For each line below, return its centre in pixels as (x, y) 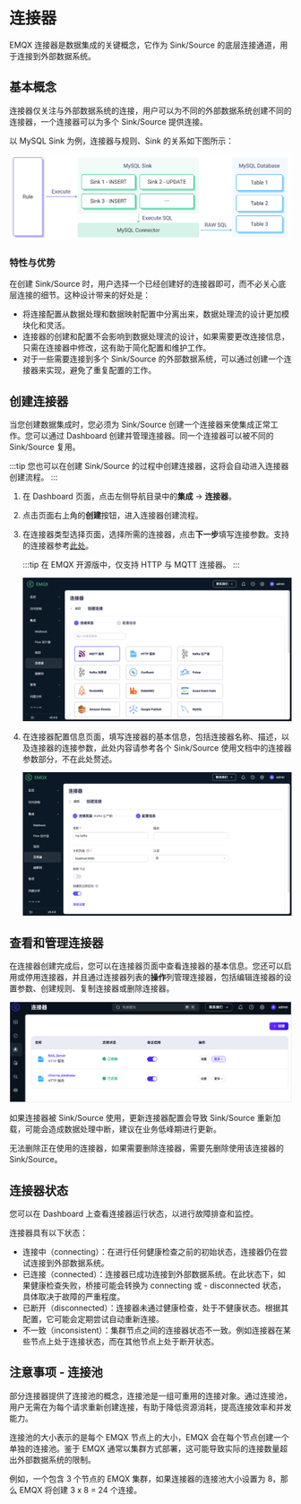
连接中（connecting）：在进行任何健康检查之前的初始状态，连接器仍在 (151, 1252)
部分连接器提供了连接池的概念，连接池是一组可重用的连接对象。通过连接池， (150, 1395)
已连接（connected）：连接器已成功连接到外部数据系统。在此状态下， (150, 1274)
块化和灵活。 (46, 326)
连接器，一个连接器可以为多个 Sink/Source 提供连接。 (109, 121)
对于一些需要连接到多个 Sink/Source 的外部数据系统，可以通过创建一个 (153, 359)
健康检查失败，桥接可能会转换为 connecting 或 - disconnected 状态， (158, 1286)
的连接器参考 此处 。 (58, 546)
